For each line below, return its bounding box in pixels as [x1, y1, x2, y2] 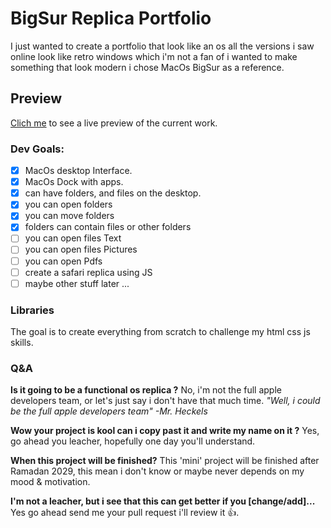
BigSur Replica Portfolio [10, 7, 212, 30]
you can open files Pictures [24, 243, 138, 256]
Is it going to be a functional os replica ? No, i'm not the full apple [10, 384, 282, 396]
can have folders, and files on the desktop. [24, 187, 202, 199]
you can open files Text [24, 232, 122, 244]
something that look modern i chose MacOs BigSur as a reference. [10, 61, 285, 73]
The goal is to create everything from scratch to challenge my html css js [10, 326, 311, 338]
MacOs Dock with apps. [24, 176, 124, 188]
